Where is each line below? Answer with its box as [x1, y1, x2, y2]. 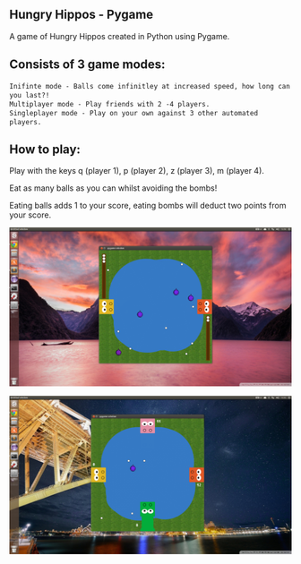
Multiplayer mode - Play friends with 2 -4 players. [9, 99, 211, 108]
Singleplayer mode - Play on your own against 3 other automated [9, 108, 258, 117]
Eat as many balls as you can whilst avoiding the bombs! [9, 183, 218, 193]
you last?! [9, 90, 50, 99]
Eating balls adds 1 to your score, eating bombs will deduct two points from [9, 201, 287, 211]
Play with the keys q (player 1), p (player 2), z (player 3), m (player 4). [9, 166, 264, 176]
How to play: [9, 142, 81, 158]
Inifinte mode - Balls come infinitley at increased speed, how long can [9, 81, 291, 90]
